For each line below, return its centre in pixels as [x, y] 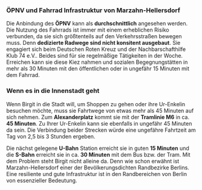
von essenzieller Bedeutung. [42, 180]
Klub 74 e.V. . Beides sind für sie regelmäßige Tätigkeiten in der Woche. [95, 56]
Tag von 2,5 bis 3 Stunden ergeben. [51, 136]
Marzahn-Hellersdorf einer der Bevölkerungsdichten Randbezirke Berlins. [98, 168]
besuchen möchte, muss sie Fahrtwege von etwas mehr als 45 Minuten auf [100, 110]
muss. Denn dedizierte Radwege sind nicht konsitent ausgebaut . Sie [93, 43]
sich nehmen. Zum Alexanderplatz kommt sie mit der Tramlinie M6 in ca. [98, 117]
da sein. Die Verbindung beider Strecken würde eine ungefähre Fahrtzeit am [101, 130]
